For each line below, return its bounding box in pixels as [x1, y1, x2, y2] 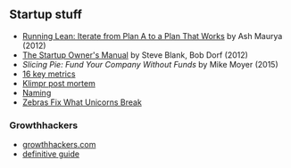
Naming [21, 87, 52, 98]
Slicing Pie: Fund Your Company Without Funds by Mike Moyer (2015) [21, 59, 279, 69]
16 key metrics [21, 68, 76, 79]
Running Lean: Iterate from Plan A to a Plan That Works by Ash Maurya [21, 30, 283, 41]
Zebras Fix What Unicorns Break [21, 97, 143, 108]
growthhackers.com [21, 140, 96, 150]
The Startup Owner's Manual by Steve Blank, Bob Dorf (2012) [21, 49, 248, 60]
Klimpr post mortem [21, 77, 96, 88]
